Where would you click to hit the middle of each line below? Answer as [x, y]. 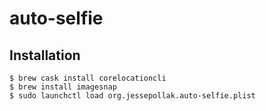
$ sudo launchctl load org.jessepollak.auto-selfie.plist [132, 96]
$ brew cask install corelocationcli [88, 78]
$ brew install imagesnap [63, 87]
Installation [45, 55]
